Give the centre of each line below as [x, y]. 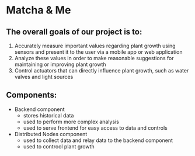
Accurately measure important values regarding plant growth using [95, 46]
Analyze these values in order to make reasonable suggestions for [94, 58]
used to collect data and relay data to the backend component [98, 140]
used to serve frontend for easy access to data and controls [95, 128]
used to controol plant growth [59, 146]
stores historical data [48, 115]
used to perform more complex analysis [71, 122]
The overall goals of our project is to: [74, 32]
